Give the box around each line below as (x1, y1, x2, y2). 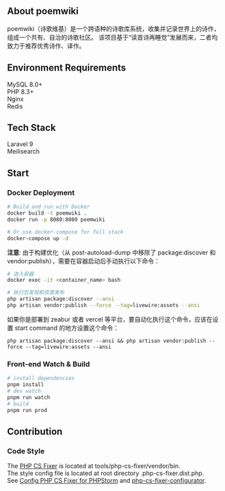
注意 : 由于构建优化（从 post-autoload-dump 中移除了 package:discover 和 (7, 248, 216, 256)
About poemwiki (7, 5, 79, 17)
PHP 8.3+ (7, 87, 34, 95)
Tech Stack (7, 122, 56, 134)
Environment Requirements (7, 62, 127, 74)
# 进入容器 (7, 270, 34, 277)
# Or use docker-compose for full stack (7, 228, 124, 235)
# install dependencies (7, 375, 75, 382)
